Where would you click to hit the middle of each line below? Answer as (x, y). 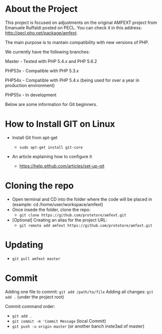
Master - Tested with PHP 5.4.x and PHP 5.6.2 (51, 61)
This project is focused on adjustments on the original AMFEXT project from (81, 22)
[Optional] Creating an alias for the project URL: (60, 220)
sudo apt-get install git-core (51, 147)
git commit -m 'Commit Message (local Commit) (59, 321)
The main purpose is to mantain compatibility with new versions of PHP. (77, 42)
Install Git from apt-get (35, 137)
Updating (24, 245)
